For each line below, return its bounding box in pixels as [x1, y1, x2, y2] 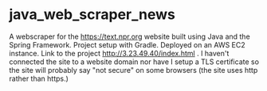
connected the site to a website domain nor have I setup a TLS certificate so [9, 57, 260, 66]
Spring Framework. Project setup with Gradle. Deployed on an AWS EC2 [9, 40, 245, 49]
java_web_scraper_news [9, 6, 176, 24]
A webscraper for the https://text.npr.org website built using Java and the [9, 32, 250, 41]
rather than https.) [9, 74, 69, 83]
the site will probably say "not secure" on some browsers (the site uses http [9, 65, 258, 74]
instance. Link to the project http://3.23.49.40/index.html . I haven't [9, 48, 230, 58]
